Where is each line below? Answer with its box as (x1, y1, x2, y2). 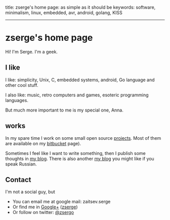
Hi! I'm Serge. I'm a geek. (5, 48, 58, 54)
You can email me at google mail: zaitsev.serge (12, 199, 111, 205)
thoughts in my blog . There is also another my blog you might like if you (5, 155, 154, 161)
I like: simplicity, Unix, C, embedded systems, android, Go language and (5, 77, 155, 83)
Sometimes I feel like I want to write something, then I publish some (5, 150, 146, 156)
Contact (5, 175, 31, 184)
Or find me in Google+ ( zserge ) (12, 204, 78, 210)
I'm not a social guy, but (5, 189, 56, 195)
